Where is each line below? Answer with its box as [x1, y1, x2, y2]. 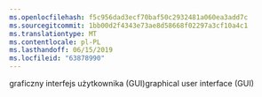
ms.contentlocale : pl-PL [9, 37, 101, 47]
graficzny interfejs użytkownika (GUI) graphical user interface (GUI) [9, 78, 255, 88]
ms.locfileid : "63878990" [9, 54, 105, 63]
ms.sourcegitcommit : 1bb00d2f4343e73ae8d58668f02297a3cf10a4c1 [9, 21, 249, 30]
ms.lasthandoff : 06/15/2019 [9, 46, 114, 55]
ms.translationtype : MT [9, 29, 98, 38]
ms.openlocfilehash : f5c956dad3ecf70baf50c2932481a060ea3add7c [9, 12, 249, 22]
